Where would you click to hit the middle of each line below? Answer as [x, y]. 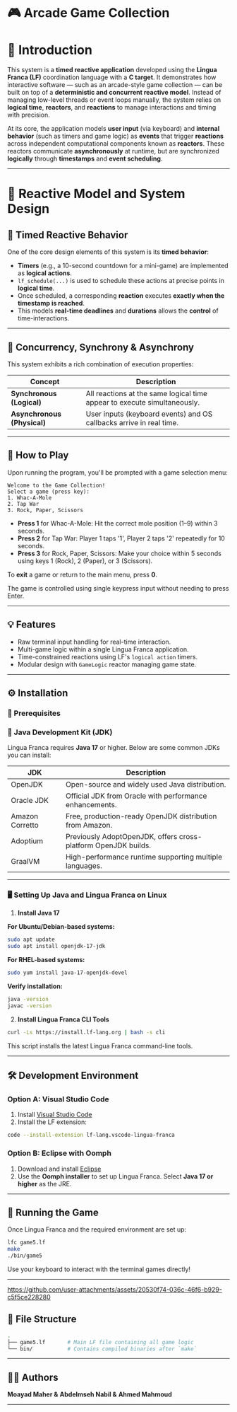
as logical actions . [45, 273]
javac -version [30, 1006]
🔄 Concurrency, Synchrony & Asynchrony [101, 347]
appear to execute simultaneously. [142, 402]
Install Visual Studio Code [55, 1115]
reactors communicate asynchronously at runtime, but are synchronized [114, 151]
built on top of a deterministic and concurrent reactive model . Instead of [114, 93]
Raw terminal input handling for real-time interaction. [94, 642]
